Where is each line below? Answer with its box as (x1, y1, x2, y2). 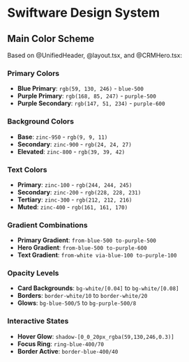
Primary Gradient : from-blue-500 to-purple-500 (17, 236, 157, 245)
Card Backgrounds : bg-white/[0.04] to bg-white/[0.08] (17, 284, 179, 292)
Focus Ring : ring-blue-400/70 (17, 340, 105, 348)
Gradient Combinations (7, 220, 89, 229)
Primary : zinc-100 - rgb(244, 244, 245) (17, 180, 133, 189)
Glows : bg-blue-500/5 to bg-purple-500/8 (17, 299, 137, 308)
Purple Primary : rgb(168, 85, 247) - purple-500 (17, 92, 157, 100)
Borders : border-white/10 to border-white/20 (17, 292, 148, 300)
